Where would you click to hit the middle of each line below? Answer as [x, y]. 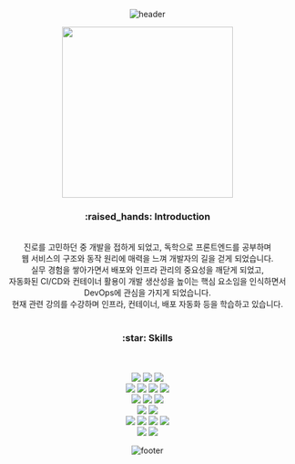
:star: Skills [147, 338]
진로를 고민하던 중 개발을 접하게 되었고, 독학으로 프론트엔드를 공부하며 [147, 247]
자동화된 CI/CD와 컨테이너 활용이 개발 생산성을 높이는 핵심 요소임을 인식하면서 [147, 282]
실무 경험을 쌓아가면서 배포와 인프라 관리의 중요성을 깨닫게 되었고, [147, 270]
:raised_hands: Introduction [147, 216]
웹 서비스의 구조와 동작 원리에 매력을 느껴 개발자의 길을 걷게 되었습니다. [147, 259]
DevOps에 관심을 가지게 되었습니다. [147, 293]
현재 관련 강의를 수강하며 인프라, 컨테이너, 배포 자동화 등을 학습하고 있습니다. [147, 304]
